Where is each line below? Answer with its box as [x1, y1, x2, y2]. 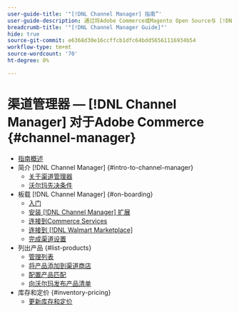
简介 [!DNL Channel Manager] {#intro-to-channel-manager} [17, 163, 194, 171]
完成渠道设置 [28, 234, 66, 243]
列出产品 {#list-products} [17, 243, 92, 252]
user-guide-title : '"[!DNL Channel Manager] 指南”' [7, 10, 162, 18]
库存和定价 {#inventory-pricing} [17, 288, 111, 296]
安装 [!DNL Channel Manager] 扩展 [28, 208, 131, 216]
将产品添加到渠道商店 [28, 261, 91, 270]
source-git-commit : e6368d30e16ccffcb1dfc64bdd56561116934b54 [7, 37, 196, 44]
